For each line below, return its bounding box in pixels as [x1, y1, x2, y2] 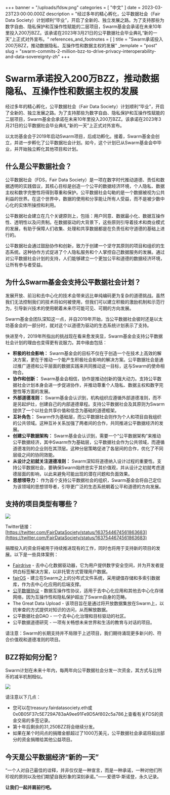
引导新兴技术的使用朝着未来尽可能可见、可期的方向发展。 [14, 305, 134, 311]
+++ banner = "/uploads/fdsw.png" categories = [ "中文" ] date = [5, 5, 141, 10]
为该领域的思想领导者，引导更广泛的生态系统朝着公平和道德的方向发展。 [12, 483, 163, 489]
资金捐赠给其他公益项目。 [21, 737, 75, 743]
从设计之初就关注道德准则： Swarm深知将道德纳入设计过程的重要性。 [12, 458, 157, 464]
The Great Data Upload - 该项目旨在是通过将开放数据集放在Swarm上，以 [12, 601, 164, 607]
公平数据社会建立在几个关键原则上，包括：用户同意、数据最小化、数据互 [5, 213, 156, 219]
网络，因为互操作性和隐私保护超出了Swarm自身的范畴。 [12, 594, 130, 600]
